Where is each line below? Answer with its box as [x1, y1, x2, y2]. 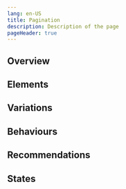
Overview [7, 55, 51, 66]
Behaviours [7, 125, 57, 137]
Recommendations [7, 150, 91, 161]
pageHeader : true [7, 29, 57, 37]
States [7, 172, 36, 184]
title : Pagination [7, 17, 60, 24]
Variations [7, 102, 53, 114]
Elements [7, 79, 49, 91]
